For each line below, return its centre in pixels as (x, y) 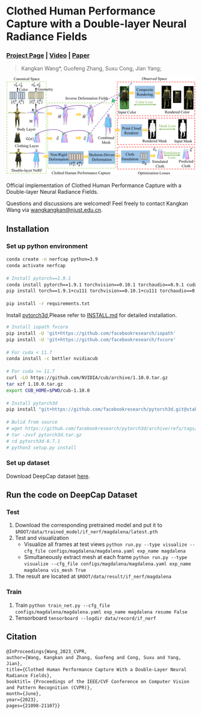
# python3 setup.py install (41, 447)
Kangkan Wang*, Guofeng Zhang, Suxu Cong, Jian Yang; (91, 69)
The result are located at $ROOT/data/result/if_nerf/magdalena (93, 577)
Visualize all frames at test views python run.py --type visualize (106, 544)
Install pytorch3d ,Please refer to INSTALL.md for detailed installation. (92, 315)
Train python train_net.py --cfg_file (62, 605)
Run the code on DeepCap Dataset (72, 495)
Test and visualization (42, 538)
